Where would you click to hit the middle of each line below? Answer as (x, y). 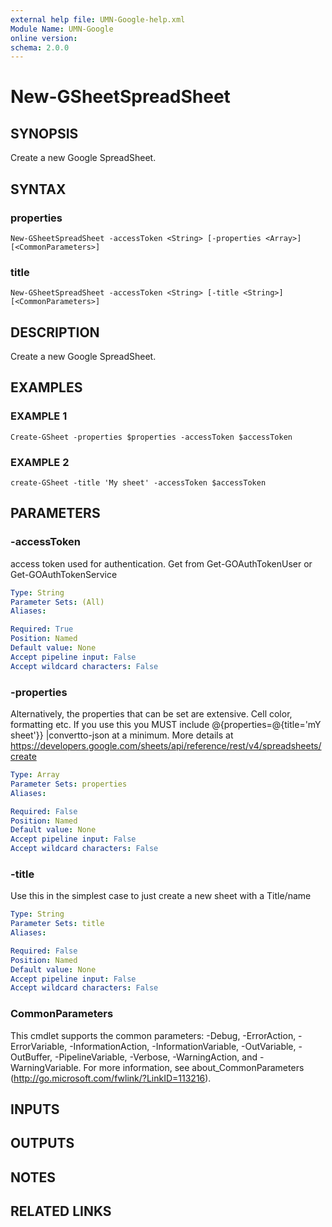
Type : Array (35, 775)
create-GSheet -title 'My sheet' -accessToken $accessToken (138, 483)
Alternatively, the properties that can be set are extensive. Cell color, (151, 714)
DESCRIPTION (55, 332)
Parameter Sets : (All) (57, 602)
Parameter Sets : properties (69, 784)
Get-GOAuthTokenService (64, 574)
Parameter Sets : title (57, 924)
